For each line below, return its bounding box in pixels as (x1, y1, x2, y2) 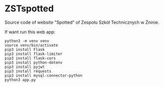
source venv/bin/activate (4, 43, 58, 47)
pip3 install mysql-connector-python (4, 73, 83, 78)
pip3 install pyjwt (4, 64, 45, 69)
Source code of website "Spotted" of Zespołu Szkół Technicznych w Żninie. (4, 19, 160, 25)
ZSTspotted (4, 3, 54, 14)
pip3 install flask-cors (4, 55, 56, 61)
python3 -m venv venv (4, 38, 50, 43)
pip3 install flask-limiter (4, 51, 63, 56)
